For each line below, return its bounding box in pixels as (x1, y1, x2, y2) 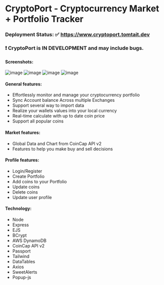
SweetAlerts (12, 269, 38, 275)
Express (12, 222, 29, 228)
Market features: (5, 129, 41, 136)
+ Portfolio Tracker (5, 13, 84, 25)
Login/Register (12, 168, 42, 174)
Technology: (5, 205, 32, 211)
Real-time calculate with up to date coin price (12, 113, 105, 119)
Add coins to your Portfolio (12, 178, 67, 184)
